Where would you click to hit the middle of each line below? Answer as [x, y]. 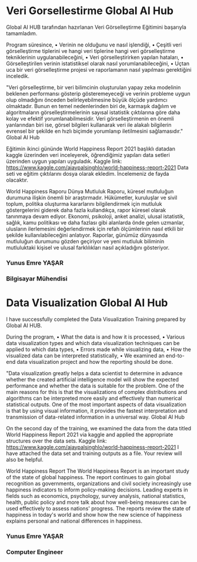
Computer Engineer [35, 552]
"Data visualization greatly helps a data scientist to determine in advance [94, 373]
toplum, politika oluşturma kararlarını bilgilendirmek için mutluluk [84, 203]
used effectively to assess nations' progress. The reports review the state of [98, 508]
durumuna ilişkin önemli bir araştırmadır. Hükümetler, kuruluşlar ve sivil [92, 198]
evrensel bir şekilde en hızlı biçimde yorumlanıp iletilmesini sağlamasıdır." [95, 131]
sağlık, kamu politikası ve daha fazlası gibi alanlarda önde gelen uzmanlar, [95, 222]
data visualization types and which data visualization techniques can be [93, 343]
